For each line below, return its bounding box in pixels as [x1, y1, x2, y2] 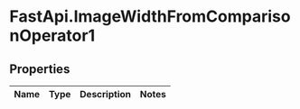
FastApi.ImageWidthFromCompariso [9, 6, 291, 27]
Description [80, 88, 131, 100]
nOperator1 [9, 25, 96, 46]
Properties [9, 61, 70, 77]
